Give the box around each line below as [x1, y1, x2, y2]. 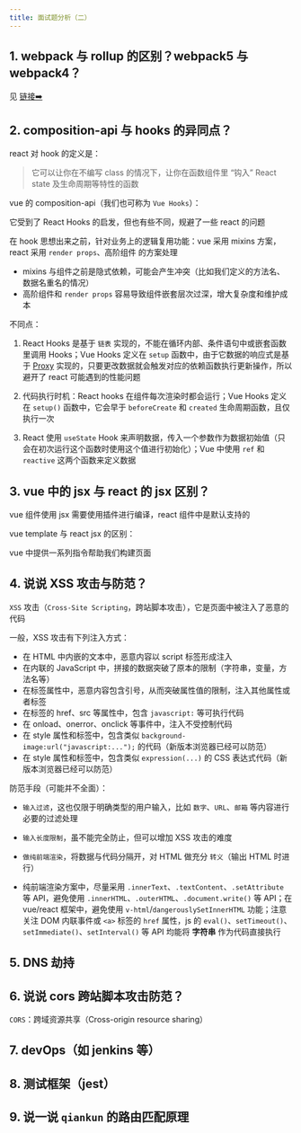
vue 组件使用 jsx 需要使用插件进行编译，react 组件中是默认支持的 [9, 509, 251, 520]
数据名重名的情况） [22, 278, 94, 288]
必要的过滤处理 [22, 812, 78, 823]
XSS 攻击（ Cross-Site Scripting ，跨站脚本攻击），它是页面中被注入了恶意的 [9, 601, 289, 612]
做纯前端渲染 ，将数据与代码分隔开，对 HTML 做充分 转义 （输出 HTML [22, 851, 272, 862]
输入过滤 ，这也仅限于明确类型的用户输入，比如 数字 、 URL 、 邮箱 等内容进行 [22, 801, 290, 812]
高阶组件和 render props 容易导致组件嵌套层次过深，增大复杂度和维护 [22, 288, 280, 299]
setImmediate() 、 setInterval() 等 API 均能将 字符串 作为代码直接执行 [22, 926, 281, 937]
